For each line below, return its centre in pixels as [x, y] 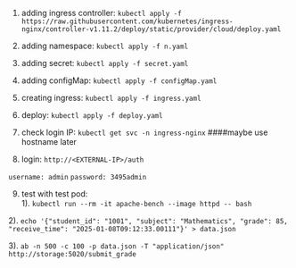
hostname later [49, 142]
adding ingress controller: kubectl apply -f [101, 13]
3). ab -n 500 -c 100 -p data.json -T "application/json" [116, 246]
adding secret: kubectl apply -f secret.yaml [105, 63]
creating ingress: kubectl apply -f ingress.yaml [111, 98]
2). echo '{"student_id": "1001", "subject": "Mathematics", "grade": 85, [148, 221]
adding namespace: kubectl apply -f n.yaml [105, 46]
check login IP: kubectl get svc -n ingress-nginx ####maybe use [144, 132]
